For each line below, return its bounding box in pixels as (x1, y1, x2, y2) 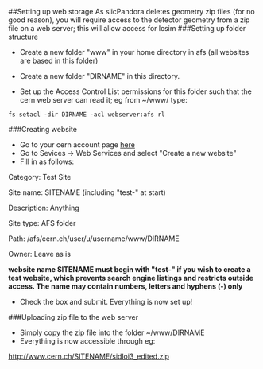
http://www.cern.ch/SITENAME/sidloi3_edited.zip (8, 352, 169, 361)
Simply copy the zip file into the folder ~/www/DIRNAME (19, 328, 205, 337)
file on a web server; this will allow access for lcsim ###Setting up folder (8, 24, 246, 33)
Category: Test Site (8, 173, 72, 181)
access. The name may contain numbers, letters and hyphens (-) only (8, 282, 243, 291)
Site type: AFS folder (8, 219, 76, 227)
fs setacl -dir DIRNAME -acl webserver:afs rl (8, 111, 165, 118)
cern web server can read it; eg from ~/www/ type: (19, 95, 188, 104)
